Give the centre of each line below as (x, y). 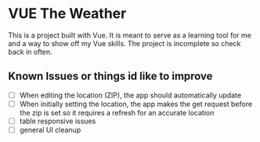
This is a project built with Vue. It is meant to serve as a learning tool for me (130, 35)
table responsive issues (58, 121)
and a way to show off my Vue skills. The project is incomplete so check (125, 43)
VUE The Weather (67, 14)
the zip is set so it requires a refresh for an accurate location (117, 112)
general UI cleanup (50, 130)
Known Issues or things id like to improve (110, 76)
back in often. (30, 51)
